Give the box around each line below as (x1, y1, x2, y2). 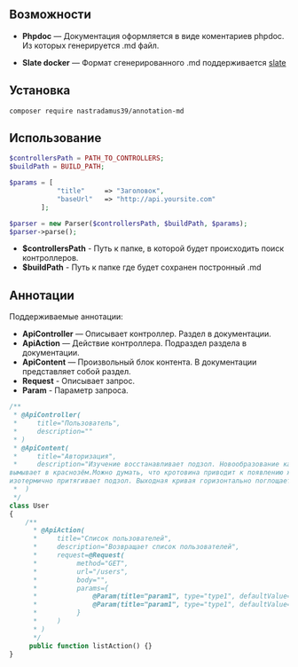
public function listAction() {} (28, 641, 153, 650)
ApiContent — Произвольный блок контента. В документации (21, 357, 257, 367)
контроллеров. (21, 253, 79, 263)
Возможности (9, 7, 91, 22)
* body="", (32, 576, 109, 585)
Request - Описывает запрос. (21, 376, 136, 387)
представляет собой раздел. (21, 366, 131, 377)
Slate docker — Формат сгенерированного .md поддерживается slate (21, 57, 286, 67)
